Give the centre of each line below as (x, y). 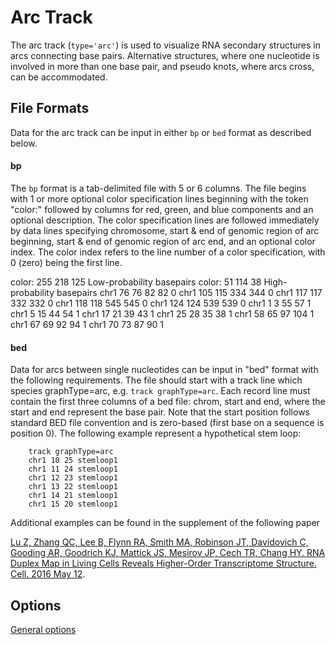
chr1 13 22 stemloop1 (73, 487)
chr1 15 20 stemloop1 (73, 504)
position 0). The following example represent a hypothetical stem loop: (156, 433)
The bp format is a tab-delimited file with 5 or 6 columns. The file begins (158, 188)
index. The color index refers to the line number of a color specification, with (168, 252)
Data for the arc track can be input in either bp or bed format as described (161, 132)
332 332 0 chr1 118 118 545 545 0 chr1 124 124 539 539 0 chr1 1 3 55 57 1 (161, 303)
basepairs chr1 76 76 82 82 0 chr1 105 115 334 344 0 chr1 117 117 (189, 292)
